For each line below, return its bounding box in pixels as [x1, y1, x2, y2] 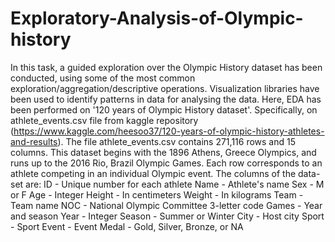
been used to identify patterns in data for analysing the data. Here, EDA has [10, 93, 322, 105]
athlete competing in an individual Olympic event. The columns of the [10, 167, 297, 179]
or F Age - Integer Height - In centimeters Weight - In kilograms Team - [10, 188, 304, 201]
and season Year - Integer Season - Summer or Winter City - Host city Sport [10, 210, 325, 222]
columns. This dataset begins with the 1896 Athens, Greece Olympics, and [10, 146, 317, 158]
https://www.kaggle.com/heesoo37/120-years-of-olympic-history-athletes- [13, 125, 325, 137]
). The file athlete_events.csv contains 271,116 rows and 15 [57, 135, 297, 147]
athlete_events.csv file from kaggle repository [10, 114, 199, 126]
